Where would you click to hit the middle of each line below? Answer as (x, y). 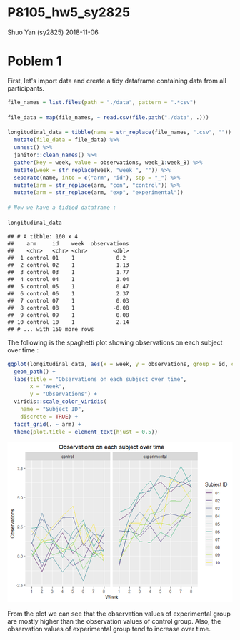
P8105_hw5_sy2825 (69, 12)
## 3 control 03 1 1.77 (69, 272)
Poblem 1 (35, 61)
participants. (26, 88)
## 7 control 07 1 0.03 (69, 300)
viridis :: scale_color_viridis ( (60, 402)
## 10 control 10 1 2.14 (69, 322)
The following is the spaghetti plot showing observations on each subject (115, 342)
